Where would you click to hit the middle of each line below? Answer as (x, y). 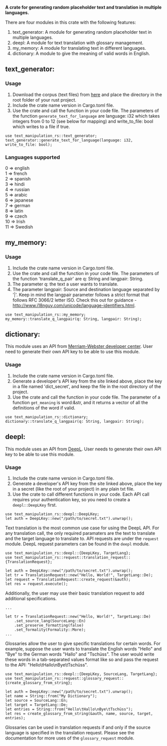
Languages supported (32, 157)
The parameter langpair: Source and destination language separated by (86, 289)
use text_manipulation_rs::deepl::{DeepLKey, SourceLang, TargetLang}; (81, 674)
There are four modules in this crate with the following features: (71, 22)
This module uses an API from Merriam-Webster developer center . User (79, 346)
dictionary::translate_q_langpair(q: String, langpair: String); (74, 421)
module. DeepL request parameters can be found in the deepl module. (77, 544)
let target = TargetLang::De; (37, 705)
